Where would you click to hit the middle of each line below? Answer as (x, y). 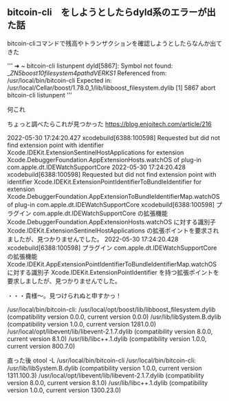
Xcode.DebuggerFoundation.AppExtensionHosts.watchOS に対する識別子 (112, 222)
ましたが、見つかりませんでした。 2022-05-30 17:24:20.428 (93, 239)
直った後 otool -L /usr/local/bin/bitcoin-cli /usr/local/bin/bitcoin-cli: (101, 360)
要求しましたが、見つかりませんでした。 (64, 281)
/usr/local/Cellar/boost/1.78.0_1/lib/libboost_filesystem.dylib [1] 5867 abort (111, 88)
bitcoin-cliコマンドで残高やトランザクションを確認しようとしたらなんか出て (115, 43)
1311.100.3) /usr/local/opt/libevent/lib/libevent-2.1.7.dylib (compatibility (106, 375)
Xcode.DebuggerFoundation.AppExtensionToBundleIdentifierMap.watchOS (113, 196)
